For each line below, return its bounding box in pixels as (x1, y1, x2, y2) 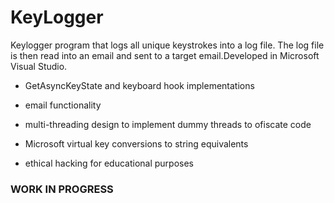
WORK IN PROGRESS (10, 182, 114, 196)
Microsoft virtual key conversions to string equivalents (24, 137, 249, 150)
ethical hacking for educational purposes (24, 157, 194, 169)
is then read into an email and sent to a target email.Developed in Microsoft (10, 49, 320, 61)
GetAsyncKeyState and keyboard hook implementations (24, 79, 255, 91)
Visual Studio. (10, 60, 68, 72)
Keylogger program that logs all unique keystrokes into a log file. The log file (10, 39, 325, 51)
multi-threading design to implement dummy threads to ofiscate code (24, 118, 312, 130)
